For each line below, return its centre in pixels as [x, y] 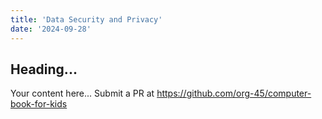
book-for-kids [39, 104]
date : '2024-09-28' [51, 29]
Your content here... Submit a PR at [82, 93]
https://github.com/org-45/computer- [234, 93]
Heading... [44, 69]
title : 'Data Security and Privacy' [86, 19]
